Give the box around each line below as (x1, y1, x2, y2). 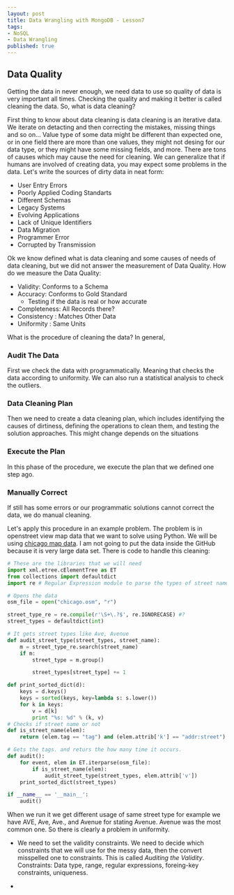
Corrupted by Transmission (17, 240, 96, 249)
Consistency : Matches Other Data (17, 312, 116, 320)
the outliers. (7, 381, 42, 390)
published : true (7, 43, 54, 50)
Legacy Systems (17, 203, 65, 212)
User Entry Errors (17, 181, 68, 189)
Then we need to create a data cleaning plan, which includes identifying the (7, 414, 225, 423)
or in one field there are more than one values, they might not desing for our (7, 138, 225, 146)
